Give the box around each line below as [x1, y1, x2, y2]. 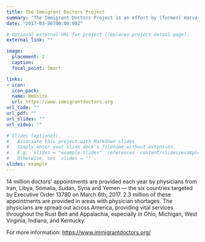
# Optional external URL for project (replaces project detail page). [6, 31, 190, 37]
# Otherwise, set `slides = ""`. [6, 155, 97, 162]
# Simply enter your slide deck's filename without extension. [6, 144, 176, 150]
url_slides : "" [6, 116, 45, 122]
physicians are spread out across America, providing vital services [6, 204, 174, 211]
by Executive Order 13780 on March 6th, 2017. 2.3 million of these [6, 191, 171, 198]
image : [6, 48, 23, 54]
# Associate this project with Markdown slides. [6, 138, 138, 144]
